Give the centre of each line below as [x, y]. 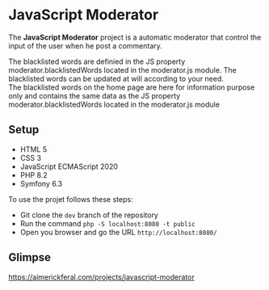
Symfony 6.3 [41, 183]
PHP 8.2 [34, 174]
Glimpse [29, 257]
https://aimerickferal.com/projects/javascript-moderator [102, 277]
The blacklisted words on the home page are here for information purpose [132, 87]
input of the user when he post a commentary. [86, 45]
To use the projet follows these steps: [71, 199]
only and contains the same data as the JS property [95, 95]
